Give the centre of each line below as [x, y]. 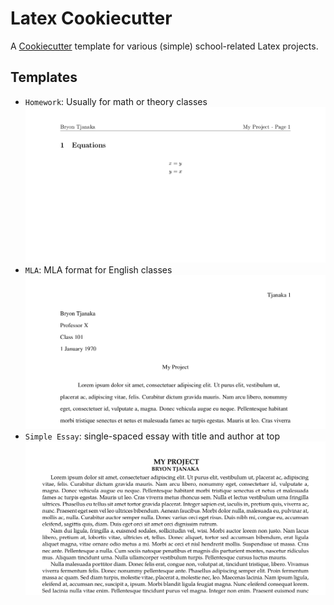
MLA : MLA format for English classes [98, 269]
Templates [44, 77]
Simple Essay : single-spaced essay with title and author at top [152, 436]
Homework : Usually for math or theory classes [116, 101]
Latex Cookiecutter [91, 18]
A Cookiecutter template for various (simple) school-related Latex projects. [164, 46]
